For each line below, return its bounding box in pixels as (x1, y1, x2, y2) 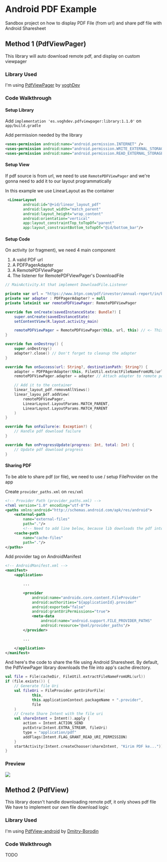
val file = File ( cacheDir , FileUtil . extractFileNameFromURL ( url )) (5, 674, 146, 679)
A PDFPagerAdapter (12, 262, 54, 268)
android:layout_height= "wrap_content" (23, 211, 103, 216)
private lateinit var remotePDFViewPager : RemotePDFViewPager (5, 300, 137, 305)
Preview (5, 760, 25, 767)
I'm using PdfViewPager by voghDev (5, 82, 81, 88)
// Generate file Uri (14, 683, 59, 689)
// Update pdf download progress (14, 447, 83, 452)
